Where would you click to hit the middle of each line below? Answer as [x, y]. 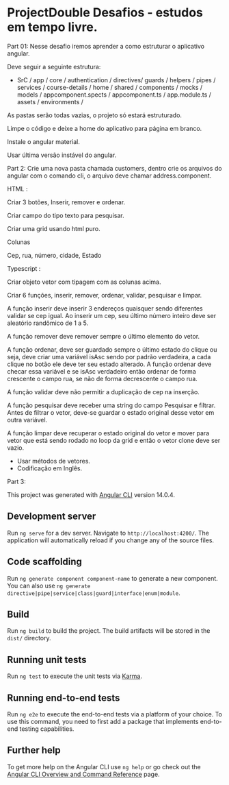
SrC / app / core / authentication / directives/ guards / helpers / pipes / [116, 80]
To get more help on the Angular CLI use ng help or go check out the [104, 766]
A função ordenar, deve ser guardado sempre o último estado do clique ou [112, 349]
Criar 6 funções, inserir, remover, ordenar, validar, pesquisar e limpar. [105, 295]
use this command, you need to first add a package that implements [103, 722]
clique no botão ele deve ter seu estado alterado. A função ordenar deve [109, 364]
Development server [52, 517]
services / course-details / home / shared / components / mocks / [110, 87]
